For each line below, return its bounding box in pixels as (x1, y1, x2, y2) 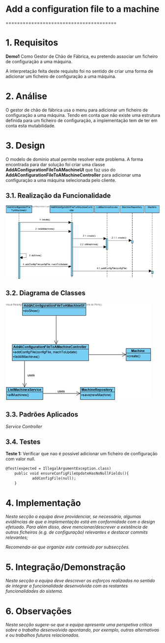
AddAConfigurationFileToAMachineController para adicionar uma (5, 172, 141, 178)
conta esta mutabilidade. (5, 122, 56, 129)
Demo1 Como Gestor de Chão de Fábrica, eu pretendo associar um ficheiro (5, 53, 158, 59)
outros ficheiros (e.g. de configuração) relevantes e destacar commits (5, 529, 148, 536)
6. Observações (5, 606, 72, 617)
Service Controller (5, 423, 42, 429)
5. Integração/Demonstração (5, 561, 126, 572)
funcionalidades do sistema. (5, 588, 63, 594)
